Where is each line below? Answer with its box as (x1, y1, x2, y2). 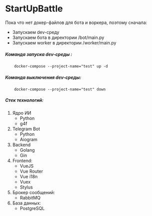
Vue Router (19, 168, 43, 174)
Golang (19, 147, 35, 153)
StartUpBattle (5, 3, 63, 14)
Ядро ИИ (12, 110, 31, 116)
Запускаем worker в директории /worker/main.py (12, 39, 117, 45)
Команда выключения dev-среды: (5, 74, 81, 80)
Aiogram (19, 136, 38, 142)
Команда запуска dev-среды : (5, 51, 72, 57)
